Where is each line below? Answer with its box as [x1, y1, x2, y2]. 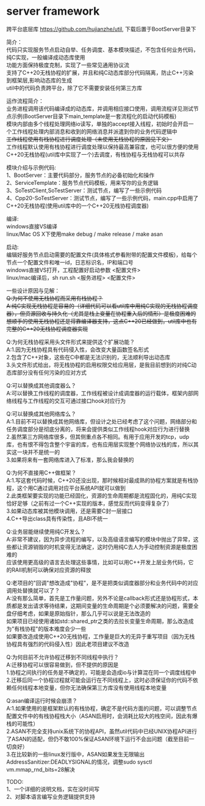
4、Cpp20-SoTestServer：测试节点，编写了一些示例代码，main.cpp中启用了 [6, 194, 199, 201]
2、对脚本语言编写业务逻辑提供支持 [6, 793, 96, 800]
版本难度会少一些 [43, 625, 87, 632]
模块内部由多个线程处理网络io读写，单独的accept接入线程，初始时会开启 [6, 120, 189, 127]
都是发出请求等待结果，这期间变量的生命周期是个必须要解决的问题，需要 [11, 602, 193, 610]
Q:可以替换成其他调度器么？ [6, 381, 76, 389]
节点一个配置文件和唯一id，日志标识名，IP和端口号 [6, 258, 134, 266]
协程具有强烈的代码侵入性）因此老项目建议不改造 [6, 640, 129, 647]
